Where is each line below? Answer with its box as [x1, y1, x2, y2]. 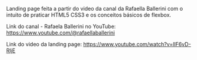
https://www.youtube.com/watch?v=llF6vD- [83, 41, 191, 48]
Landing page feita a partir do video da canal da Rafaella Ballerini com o [6, 5, 183, 12]
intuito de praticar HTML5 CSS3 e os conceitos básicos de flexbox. [6, 11, 171, 18]
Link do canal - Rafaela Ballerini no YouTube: [6, 23, 116, 30]
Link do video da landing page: [6, 41, 82, 48]
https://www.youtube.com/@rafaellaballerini [6, 29, 115, 36]
